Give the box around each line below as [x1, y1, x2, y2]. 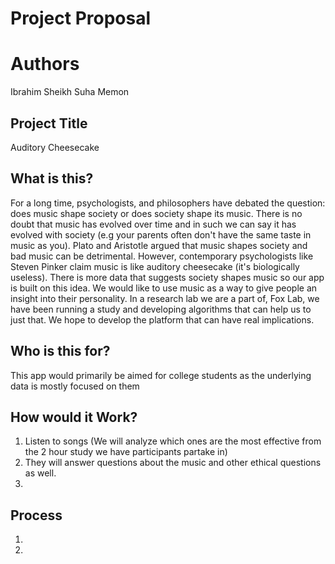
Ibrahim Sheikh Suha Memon [10, 86, 130, 98]
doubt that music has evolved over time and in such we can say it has [10, 218, 297, 230]
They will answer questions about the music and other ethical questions [24, 457, 322, 469]
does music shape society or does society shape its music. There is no [10, 207, 303, 219]
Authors [10, 53, 80, 76]
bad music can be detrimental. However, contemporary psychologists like [10, 250, 314, 262]
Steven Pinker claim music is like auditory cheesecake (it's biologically [10, 260, 300, 272]
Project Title [10, 115, 88, 132]
